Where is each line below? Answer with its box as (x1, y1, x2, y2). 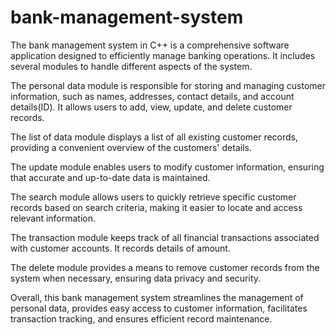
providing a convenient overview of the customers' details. (10, 141, 252, 153)
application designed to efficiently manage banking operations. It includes (10, 49, 316, 61)
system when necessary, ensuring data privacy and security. (10, 272, 262, 284)
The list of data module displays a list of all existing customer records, (10, 131, 299, 143)
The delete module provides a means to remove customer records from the (10, 261, 320, 273)
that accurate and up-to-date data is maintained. (10, 171, 211, 183)
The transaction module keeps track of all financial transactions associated (10, 231, 320, 243)
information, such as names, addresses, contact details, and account (10, 90, 295, 102)
